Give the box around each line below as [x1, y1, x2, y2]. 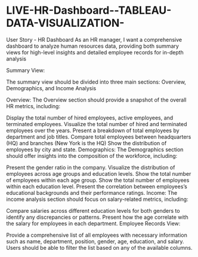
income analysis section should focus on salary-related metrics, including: [6, 195, 189, 203]
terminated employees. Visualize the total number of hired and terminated [6, 120, 187, 127]
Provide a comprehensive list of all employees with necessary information [6, 231, 188, 238]
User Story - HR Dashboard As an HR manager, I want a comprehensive [6, 36, 182, 43]
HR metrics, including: [6, 102, 61, 109]
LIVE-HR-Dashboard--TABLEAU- [6, 4, 172, 17]
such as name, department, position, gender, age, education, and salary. [6, 237, 184, 245]
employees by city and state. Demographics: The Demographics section [6, 146, 184, 153]
